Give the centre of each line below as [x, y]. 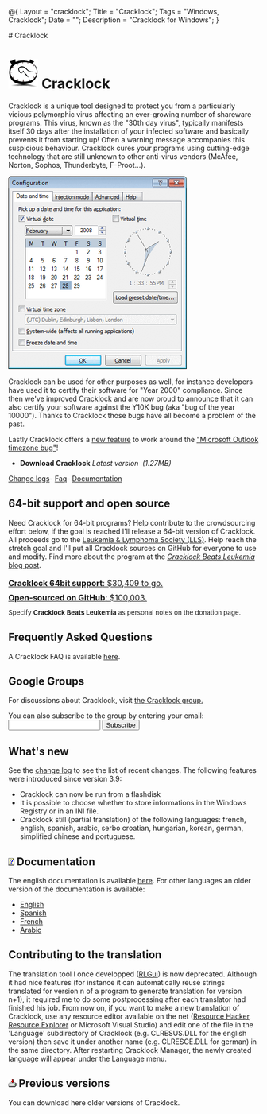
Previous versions [64, 1083]
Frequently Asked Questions [81, 637]
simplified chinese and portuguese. [77, 836]
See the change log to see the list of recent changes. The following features [132, 770]
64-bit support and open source [89, 504]
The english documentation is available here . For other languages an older [130, 881]
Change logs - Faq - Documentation [65, 478]
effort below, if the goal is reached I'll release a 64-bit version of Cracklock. [132, 531]
